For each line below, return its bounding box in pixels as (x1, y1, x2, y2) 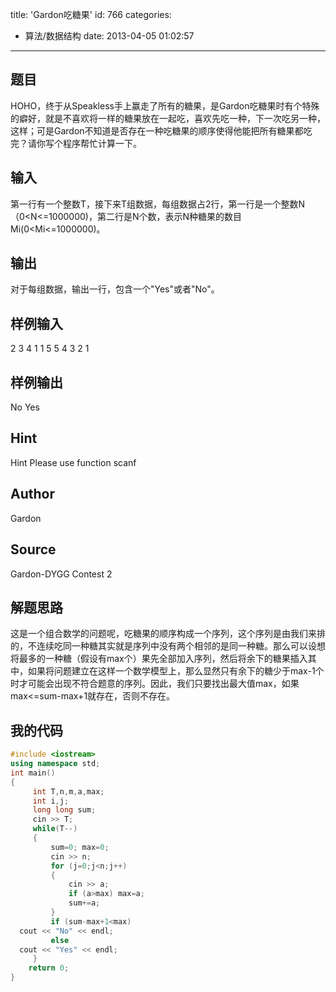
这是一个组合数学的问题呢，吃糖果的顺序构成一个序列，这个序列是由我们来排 (10, 628, 326, 640)
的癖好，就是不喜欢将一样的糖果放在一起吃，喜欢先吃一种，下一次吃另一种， (10, 112, 326, 124)
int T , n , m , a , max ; (32, 786, 105, 797)
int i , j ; (32, 796, 70, 806)
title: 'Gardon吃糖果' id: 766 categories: (10, 9, 172, 20)
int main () (10, 768, 56, 778)
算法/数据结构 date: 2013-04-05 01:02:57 (24, 30, 195, 42)
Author (10, 486, 55, 503)
